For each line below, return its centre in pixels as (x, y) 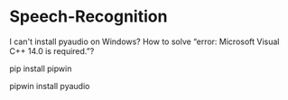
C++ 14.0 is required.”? (52, 50)
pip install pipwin (41, 68)
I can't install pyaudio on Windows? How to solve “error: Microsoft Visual (144, 41)
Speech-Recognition (88, 17)
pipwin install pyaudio (50, 86)
